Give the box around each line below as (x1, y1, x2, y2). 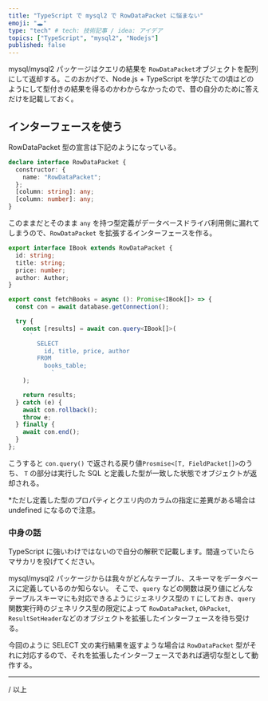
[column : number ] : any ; (15, 195, 94, 203)
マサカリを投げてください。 (8, 557, 100, 566)
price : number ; (15, 266, 66, 274)
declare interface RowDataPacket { (8, 158, 127, 166)
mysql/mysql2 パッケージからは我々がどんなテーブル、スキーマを (8, 573, 223, 583)
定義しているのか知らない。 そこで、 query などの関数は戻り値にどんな (22, 584, 254, 593)
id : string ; (15, 251, 56, 259)
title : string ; (15, 258, 66, 267)
